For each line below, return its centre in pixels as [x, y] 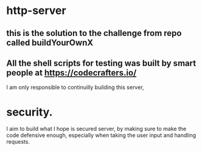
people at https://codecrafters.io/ [71, 73]
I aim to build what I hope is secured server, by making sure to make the [96, 129]
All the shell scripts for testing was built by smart [101, 63]
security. [30, 112]
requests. [18, 142]
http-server [36, 11]
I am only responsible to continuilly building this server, [75, 87]
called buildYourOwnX [50, 42]
